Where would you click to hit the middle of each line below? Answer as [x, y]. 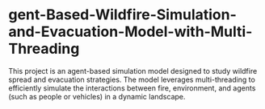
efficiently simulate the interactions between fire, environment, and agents [132, 88]
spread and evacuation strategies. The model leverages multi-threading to [132, 79]
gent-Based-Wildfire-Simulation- [122, 15]
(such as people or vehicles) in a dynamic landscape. [97, 96]
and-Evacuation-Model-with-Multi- [130, 32]
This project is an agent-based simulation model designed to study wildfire [133, 71]
